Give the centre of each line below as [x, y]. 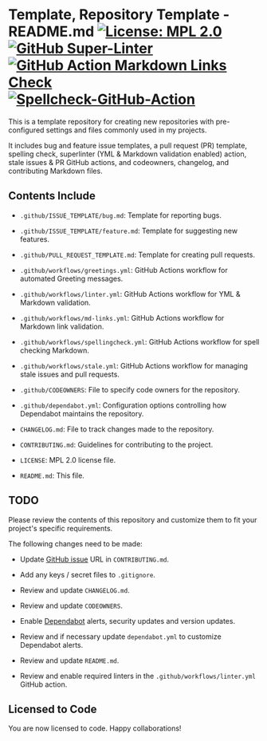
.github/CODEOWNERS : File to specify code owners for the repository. [130, 389]
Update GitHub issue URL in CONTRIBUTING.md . [94, 559]
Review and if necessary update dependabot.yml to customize [120, 637]
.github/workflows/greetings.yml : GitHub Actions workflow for [124, 270]
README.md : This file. [52, 475]
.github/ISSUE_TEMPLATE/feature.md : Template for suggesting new [128, 231]
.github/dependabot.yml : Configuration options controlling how [123, 405]
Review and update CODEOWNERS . [71, 605]
